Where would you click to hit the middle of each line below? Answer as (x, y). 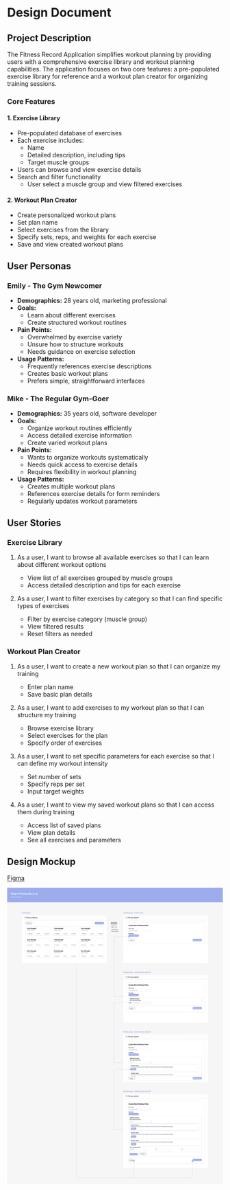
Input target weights (55, 792)
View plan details (51, 833)
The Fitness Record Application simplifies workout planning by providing (109, 54)
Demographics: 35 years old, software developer (87, 414)
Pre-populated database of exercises (69, 133)
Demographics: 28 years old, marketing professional (92, 301)
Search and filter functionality (59, 177)
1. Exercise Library (34, 117)
